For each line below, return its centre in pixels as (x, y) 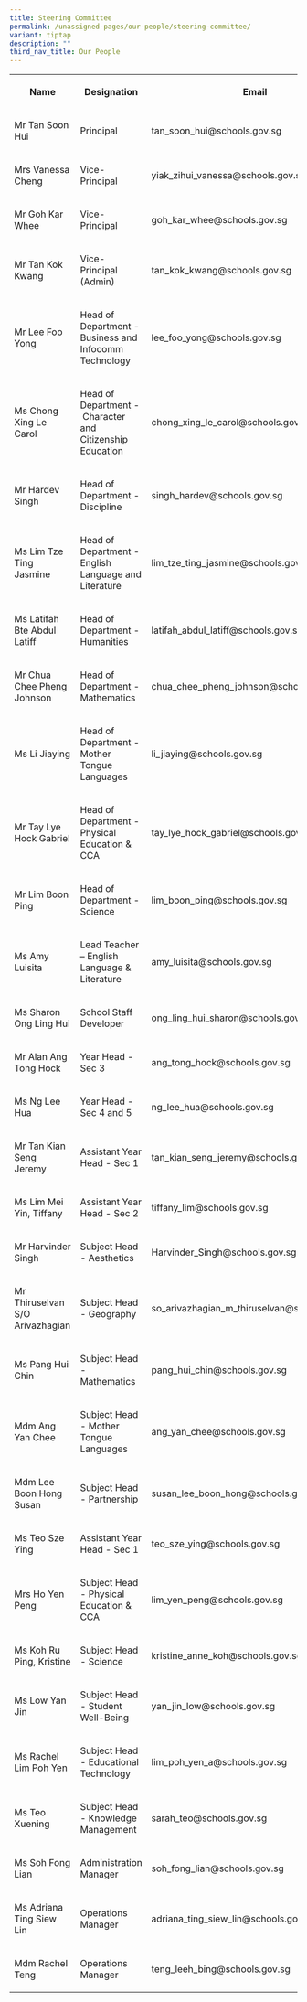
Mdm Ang (35, 1426)
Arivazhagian (42, 1325)
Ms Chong (37, 411)
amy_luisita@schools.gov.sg (212, 962)
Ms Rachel (37, 1757)
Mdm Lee (34, 1483)
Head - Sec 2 (109, 1214)
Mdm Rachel (41, 1964)
